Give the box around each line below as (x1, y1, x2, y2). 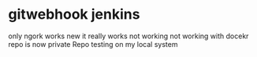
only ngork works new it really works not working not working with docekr (8, 31, 249, 41)
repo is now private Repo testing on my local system (8, 39, 178, 48)
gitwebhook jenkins (8, 5, 140, 23)
